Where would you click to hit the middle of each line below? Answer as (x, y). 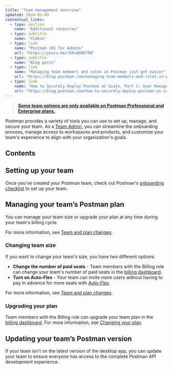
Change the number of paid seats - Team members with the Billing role (88, 266)
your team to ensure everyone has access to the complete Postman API (81, 356)
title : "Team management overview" (43, 10)
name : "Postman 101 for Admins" (49, 48)
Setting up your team (40, 171)
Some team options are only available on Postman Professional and (91, 105)
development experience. (32, 362)
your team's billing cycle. (31, 222)
